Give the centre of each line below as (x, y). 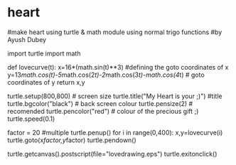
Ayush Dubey (27, 39)
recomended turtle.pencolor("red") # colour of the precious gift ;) (103, 111)
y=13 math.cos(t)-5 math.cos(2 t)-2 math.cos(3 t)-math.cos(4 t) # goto (106, 75)
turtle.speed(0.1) (31, 119)
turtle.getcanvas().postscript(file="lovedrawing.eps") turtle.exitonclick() (112, 154)
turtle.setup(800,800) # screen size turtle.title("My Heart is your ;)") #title (115, 96)
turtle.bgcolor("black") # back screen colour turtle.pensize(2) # (100, 103)
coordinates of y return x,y (46, 82)
